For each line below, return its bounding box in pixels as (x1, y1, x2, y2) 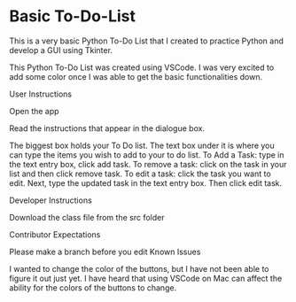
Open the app (9, 105, 59, 116)
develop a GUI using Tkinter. (9, 44, 113, 55)
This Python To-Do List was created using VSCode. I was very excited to (9, 62, 275, 73)
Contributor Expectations (9, 228, 101, 240)
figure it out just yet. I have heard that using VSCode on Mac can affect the (9, 273, 283, 283)
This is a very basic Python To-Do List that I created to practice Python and (9, 35, 284, 46)
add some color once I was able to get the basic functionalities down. (9, 71, 263, 81)
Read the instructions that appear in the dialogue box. (9, 122, 206, 134)
